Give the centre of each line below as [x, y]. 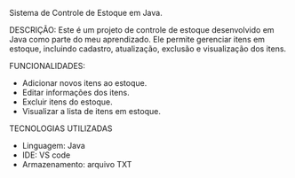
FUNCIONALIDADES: [48, 66]
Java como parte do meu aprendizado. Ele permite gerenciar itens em [137, 39]
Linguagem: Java [54, 146]
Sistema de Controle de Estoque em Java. [86, 13]
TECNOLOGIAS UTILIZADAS [61, 128]
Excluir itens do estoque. [67, 102]
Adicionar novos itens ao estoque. [84, 83]
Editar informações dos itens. [76, 93]
